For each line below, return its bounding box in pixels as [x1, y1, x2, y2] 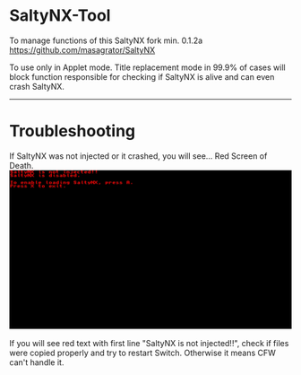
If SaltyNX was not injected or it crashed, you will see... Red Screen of [9, 150, 268, 161]
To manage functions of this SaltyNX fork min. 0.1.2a [9, 35, 203, 46]
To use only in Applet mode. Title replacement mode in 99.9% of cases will [9, 62, 286, 73]
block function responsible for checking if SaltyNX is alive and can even [9, 71, 275, 82]
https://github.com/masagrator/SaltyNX [9, 44, 156, 55]
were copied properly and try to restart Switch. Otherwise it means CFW [9, 347, 276, 359]
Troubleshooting [9, 121, 136, 142]
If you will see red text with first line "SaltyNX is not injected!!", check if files [9, 338, 289, 349]
